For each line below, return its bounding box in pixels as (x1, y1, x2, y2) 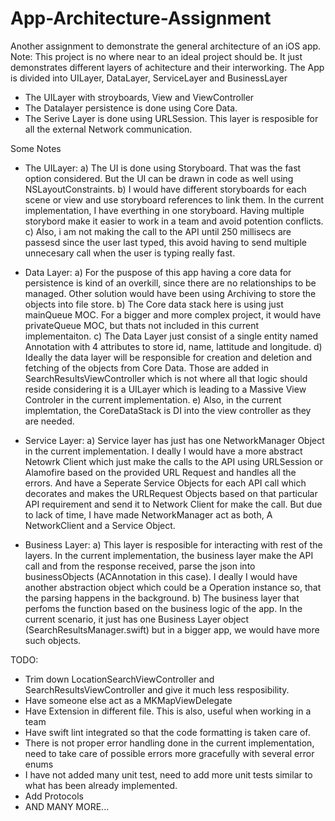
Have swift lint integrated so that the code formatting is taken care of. (24, 726, 311, 738)
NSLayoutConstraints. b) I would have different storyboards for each (24, 183, 307, 195)
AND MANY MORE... (24, 800, 110, 812)
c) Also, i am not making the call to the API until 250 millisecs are (24, 225, 292, 237)
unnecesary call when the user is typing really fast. (24, 247, 236, 259)
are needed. (24, 415, 75, 427)
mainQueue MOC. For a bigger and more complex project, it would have (24, 308, 322, 321)
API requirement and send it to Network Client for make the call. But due (24, 498, 323, 510)
